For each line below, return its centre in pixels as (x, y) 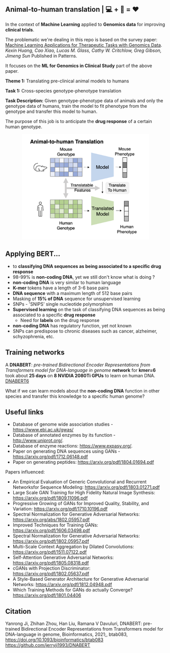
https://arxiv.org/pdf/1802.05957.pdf (51, 541)
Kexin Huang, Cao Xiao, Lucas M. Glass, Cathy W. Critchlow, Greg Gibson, (83, 50)
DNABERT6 (17, 381)
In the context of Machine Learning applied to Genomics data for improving (85, 24)
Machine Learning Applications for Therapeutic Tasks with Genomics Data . (84, 45)
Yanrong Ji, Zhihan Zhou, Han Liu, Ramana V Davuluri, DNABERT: (74, 624)
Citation (18, 611)
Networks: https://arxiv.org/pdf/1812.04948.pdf (62, 584)
